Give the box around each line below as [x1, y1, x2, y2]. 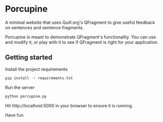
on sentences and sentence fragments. [5, 24, 84, 30]
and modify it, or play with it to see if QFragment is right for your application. [5, 39, 159, 45]
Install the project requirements [5, 66, 68, 72]
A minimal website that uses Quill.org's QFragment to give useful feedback [5, 19, 155, 25]
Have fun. [5, 112, 25, 118]
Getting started [5, 53, 53, 62]
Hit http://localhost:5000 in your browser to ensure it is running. [5, 103, 133, 108]
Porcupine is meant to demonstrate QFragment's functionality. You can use [5, 34, 156, 40]
